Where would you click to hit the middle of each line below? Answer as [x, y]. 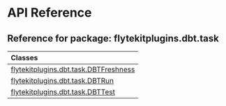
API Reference [50, 13]
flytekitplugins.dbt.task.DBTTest [63, 92]
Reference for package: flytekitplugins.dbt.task [113, 38]
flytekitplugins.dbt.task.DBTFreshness [73, 69]
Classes [24, 58]
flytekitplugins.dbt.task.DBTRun [62, 81]
